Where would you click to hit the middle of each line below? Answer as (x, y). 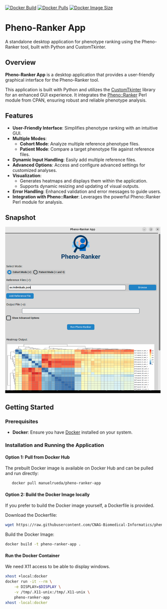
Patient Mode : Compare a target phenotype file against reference (87, 149)
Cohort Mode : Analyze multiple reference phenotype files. (80, 144)
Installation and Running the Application (55, 445)
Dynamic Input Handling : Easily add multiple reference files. (74, 159)
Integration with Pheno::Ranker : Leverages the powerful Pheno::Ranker (86, 196)
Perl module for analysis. (38, 202)
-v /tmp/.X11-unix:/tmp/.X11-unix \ (52, 592)
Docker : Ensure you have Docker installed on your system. (72, 432)
